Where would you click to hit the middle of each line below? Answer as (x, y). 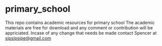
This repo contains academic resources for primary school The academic (80, 23)
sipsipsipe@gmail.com (28, 38)
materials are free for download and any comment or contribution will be (79, 27)
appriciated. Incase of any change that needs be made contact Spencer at (81, 33)
